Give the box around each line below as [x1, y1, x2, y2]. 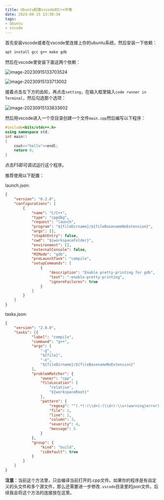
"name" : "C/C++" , [31, 210, 67, 215]
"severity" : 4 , [49, 422, 80, 427]
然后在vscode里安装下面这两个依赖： [5, 59, 81, 65]
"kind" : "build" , [40, 445, 76, 450]
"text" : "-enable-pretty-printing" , [49, 275, 125, 280]
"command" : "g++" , [31, 339, 69, 344]
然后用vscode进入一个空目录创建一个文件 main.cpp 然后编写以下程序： [5, 115, 146, 121]
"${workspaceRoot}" [49, 390, 90, 395]
